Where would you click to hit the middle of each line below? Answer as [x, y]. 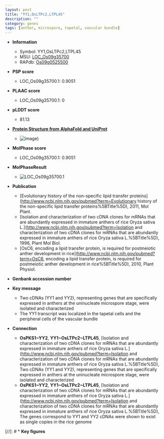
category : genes [22, 23]
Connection [24, 329]
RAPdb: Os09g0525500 [44, 62]
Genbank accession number [42, 279]
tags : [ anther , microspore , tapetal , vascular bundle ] [63, 28]
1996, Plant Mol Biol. [40, 243]
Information [25, 42]
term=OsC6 [31, 259]
